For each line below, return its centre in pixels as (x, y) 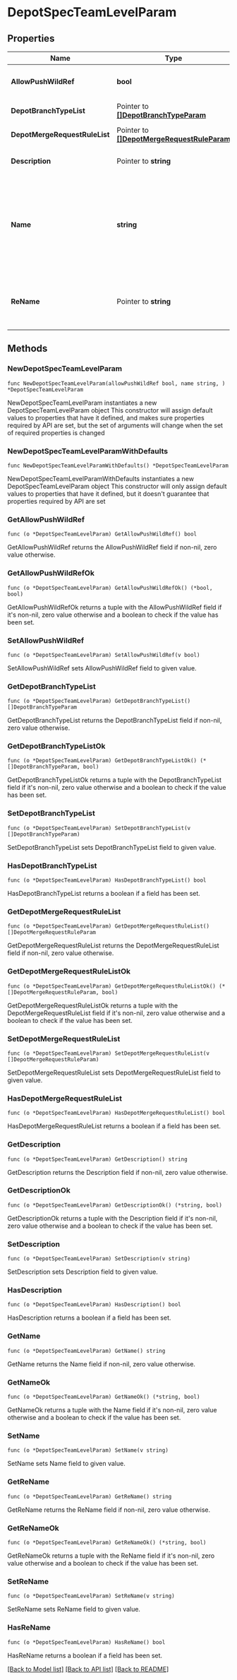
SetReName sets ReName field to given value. (74, 1609)
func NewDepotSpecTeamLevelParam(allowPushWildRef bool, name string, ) (116, 383)
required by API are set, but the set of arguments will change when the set (115, 425)
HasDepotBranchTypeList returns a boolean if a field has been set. (104, 894)
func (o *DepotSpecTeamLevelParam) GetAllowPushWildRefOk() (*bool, (110, 588)
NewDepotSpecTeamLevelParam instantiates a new (82, 403)
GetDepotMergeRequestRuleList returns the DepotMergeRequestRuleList (114, 946)
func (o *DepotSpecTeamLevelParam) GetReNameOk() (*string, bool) (107, 1542)
